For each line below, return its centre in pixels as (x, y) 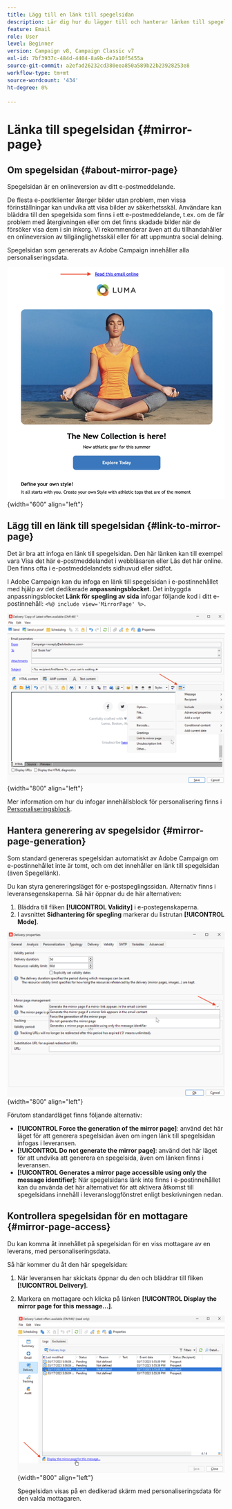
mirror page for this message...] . (65, 1306)
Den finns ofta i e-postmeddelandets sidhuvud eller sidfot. (90, 568)
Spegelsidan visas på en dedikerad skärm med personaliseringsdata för (119, 1491)
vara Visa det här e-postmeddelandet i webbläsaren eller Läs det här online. (115, 561)
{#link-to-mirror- (184, 526)
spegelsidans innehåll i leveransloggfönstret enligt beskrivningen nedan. (120, 1194)
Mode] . (28, 922)
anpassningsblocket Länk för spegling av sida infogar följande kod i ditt (109, 596)
